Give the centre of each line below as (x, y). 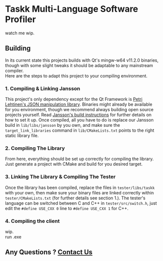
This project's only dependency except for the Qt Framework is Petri (74, 99)
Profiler (20, 19)
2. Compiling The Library (35, 148)
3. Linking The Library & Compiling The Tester (60, 177)
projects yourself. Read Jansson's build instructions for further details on (78, 115)
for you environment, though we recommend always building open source (79, 110)
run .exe (13, 237)
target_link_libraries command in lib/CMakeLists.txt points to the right (80, 130)
